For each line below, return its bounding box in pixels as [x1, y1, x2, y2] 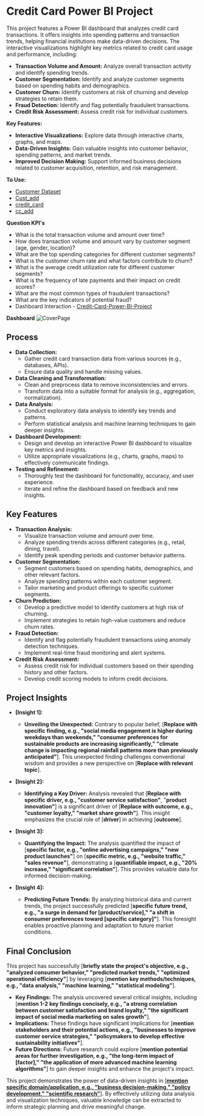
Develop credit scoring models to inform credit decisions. [24, 675, 169, 682]
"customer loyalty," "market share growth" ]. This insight [24, 809, 171, 817]
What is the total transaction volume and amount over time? [15, 231, 165, 238]
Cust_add [15, 194, 40, 201]
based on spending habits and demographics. [15, 81, 131, 89]
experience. [24, 478, 55, 486]
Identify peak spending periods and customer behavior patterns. [24, 551, 186, 559]
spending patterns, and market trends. [15, 151, 112, 158]
